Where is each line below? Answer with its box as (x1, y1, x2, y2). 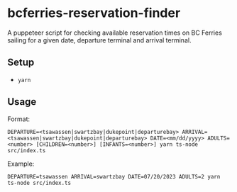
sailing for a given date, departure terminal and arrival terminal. (7, 35, 192, 44)
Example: (7, 159, 35, 168)
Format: (7, 115, 31, 123)
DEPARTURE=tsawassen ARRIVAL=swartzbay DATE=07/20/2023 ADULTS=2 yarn (7, 173, 221, 180)
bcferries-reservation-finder (7, 5, 181, 21)
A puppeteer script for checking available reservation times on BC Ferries (7, 28, 222, 37)
